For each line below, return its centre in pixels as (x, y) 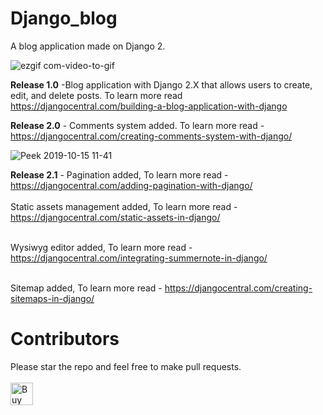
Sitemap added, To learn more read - (86, 288)
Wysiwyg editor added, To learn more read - (101, 247)
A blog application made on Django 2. (88, 46)
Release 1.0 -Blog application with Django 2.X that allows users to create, (161, 84)
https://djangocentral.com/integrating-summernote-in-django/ (139, 258)
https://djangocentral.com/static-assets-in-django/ (115, 217)
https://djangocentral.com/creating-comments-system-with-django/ (151, 136)
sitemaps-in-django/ (52, 298)
